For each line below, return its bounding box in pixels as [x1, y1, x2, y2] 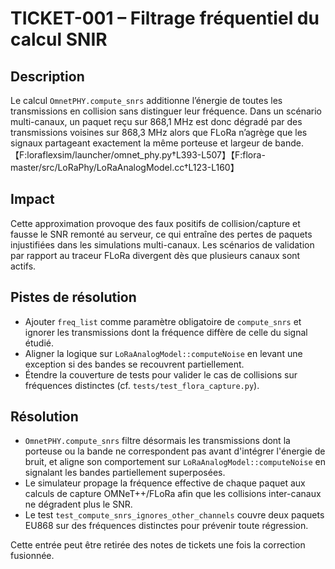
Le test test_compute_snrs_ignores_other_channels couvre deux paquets [24, 509, 325, 521]
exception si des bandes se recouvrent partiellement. [24, 358, 245, 370]
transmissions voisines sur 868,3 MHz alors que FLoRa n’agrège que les [10, 127, 308, 138]
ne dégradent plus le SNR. [24, 498, 133, 511]
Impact [10, 191, 55, 208]
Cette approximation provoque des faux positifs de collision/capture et [10, 217, 301, 229]
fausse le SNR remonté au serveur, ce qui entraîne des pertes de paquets [10, 228, 313, 240]
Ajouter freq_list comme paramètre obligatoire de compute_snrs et [24, 315, 302, 327]
